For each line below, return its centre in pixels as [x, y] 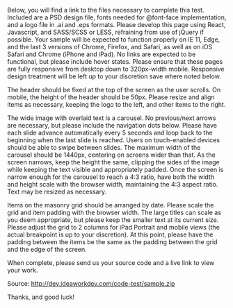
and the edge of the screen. [47, 249]
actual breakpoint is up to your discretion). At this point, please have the [110, 234]
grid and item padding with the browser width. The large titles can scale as [114, 212]
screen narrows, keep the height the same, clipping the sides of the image [114, 162]
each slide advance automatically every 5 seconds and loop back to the [110, 132]
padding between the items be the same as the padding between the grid [112, 242]
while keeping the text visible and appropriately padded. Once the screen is [115, 170]
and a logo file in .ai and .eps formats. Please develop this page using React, [116, 25]
